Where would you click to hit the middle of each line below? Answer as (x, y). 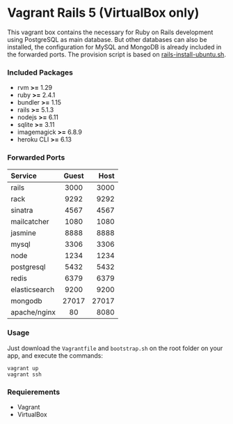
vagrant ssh (24, 374)
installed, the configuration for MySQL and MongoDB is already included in (114, 47)
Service (24, 176)
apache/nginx (33, 312)
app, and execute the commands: (55, 355)
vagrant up (23, 368)
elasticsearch (33, 289)
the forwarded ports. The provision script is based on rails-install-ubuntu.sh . (116, 54)
